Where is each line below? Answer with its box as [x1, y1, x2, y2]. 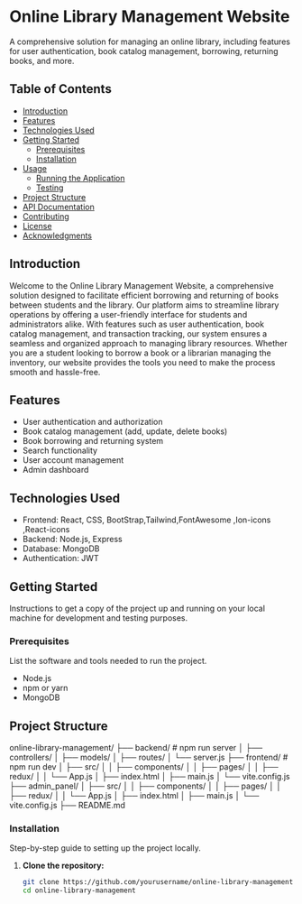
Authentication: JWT [22, 553, 99, 564]
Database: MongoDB [22, 543, 100, 554]
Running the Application [35, 172, 125, 183]
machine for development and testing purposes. [9, 613, 188, 623]
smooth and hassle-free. [9, 366, 101, 377]
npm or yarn [22, 683, 69, 694]
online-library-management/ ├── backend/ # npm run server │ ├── [9, 743, 263, 753]
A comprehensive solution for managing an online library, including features [9, 36, 291, 47]
